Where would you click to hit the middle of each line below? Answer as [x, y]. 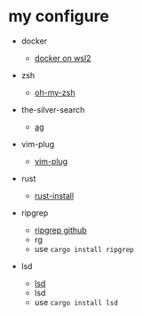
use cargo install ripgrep [84, 249]
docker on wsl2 [63, 58]
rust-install [54, 195]
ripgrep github [60, 230]
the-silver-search [53, 109]
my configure [59, 16]
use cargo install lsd [76, 302]
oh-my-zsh [55, 92]
